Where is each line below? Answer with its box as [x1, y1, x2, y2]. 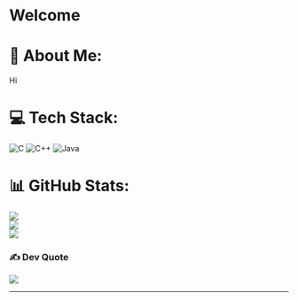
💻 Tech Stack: [9, 108, 119, 128]
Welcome [9, 5, 81, 26]
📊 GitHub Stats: [9, 176, 130, 196]
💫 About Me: [9, 46, 103, 66]
